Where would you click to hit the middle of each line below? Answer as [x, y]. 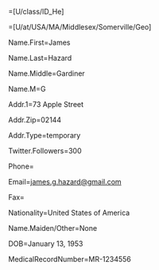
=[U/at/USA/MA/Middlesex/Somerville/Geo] [80, 27]
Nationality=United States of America [69, 212]
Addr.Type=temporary [45, 135]
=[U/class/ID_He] [36, 12]
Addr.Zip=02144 [35, 120]
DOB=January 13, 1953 [46, 244]
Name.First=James [39, 42]
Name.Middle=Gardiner [47, 73]
